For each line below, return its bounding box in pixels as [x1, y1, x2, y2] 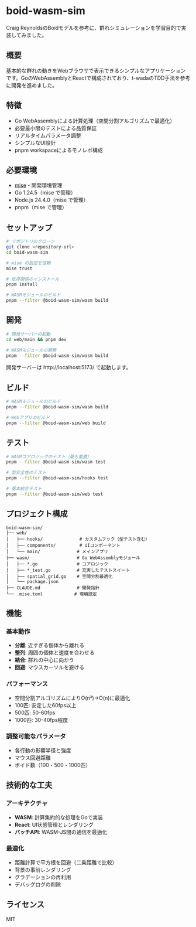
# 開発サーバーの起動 [6, 331, 51, 337]
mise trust [6, 265, 33, 271]
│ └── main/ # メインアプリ [6, 548, 108, 554]
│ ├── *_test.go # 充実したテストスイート [6, 567, 130, 573]
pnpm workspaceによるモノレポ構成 [14, 146, 103, 154]
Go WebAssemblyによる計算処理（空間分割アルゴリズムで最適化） [14, 117, 176, 124]
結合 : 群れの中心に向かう [14, 656, 74, 663]
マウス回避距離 [14, 754, 51, 761]
